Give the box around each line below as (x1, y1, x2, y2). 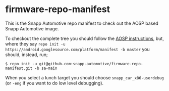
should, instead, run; (5, 52, 48, 58)
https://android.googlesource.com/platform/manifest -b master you (5, 46, 150, 52)
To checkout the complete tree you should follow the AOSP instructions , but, (5, 35, 164, 41)
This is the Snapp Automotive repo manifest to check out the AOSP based (5, 20, 159, 26)
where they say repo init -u (5, 40, 66, 47)
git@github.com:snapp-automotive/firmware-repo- (39, 61, 143, 66)
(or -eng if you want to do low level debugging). (5, 80, 104, 86)
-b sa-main (34, 66, 58, 71)
